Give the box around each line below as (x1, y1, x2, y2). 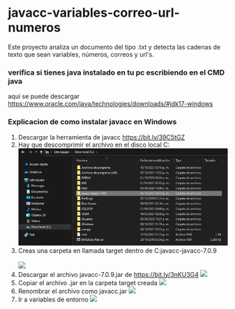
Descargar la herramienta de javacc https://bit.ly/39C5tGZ (17, 133, 185, 141)
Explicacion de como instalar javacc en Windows (8, 117, 177, 127)
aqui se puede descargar (8, 92, 80, 100)
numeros (8, 20, 61, 36)
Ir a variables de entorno (17, 295, 89, 303)
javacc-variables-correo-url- (8, 5, 180, 21)
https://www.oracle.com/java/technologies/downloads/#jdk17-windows (8, 100, 213, 108)
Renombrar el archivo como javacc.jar (17, 287, 128, 295)
